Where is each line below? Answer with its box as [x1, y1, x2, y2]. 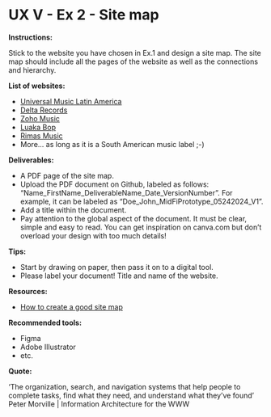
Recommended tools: [8, 318, 83, 327]
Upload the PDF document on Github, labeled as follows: [19, 179, 210, 189]
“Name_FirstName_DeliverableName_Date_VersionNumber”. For [19, 187, 233, 197]
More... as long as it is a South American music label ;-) [19, 139, 205, 149]
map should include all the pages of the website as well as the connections [8, 57, 259, 66]
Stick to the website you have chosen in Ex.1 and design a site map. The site [8, 48, 261, 57]
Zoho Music [19, 113, 61, 123]
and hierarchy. [8, 65, 57, 74]
